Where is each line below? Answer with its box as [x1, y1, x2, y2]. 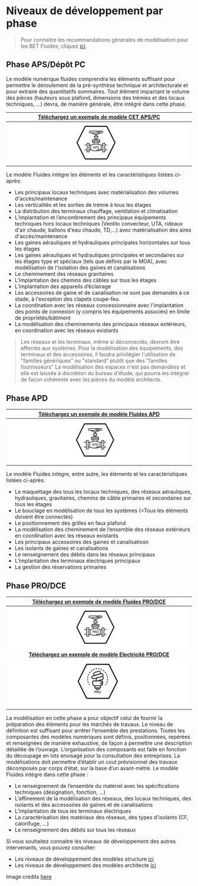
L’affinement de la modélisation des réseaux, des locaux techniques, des [14, 794, 192, 802]
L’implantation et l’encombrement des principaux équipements [14, 214, 166, 221]
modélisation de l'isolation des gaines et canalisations [14, 264, 146, 271]
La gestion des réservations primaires [14, 563, 107, 571]
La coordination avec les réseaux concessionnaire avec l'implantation [14, 302, 184, 309]
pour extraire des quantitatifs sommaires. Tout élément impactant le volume [6, 87, 190, 95]
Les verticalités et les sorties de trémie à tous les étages [14, 201, 151, 209]
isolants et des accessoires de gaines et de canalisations [14, 801, 153, 808]
